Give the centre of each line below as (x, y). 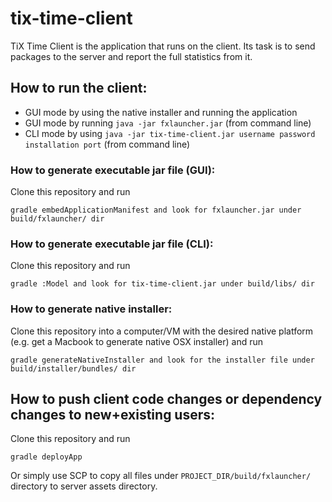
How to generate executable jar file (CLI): (112, 244)
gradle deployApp (46, 457)
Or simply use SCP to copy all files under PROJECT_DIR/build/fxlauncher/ (161, 476)
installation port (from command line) (107, 144)
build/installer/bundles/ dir (73, 368)
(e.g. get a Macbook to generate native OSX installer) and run (137, 341)
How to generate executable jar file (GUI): (113, 170)
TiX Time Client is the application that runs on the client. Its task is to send (163, 46)
